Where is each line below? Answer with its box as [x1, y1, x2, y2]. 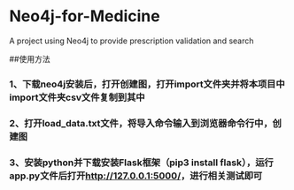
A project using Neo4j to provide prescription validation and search [9, 35, 254, 46]
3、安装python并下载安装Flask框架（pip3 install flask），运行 [9, 156, 275, 169]
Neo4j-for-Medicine [9, 6, 161, 27]
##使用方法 [9, 53, 50, 64]
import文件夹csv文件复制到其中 [9, 91, 145, 103]
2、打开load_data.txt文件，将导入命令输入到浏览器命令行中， [9, 117, 273, 129]
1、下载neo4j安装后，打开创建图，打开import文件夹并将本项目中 [9, 78, 285, 90]
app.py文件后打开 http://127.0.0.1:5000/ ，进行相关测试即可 [9, 170, 263, 182]
